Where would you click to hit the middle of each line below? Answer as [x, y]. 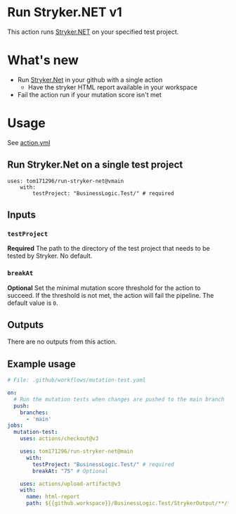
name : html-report [53, 497]
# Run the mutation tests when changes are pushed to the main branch [119, 399]
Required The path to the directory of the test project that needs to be [109, 249]
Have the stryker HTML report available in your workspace [113, 87]
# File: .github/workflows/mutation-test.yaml [77, 380]
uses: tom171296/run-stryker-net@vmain [66, 181]
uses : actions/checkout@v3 [59, 439]
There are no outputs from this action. [62, 341]
